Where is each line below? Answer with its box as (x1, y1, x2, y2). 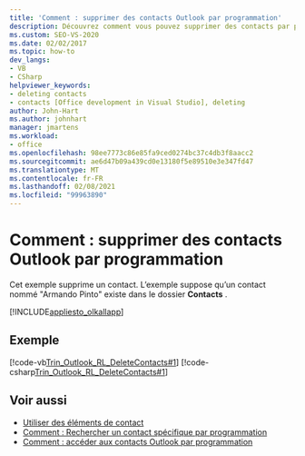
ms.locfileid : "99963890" (9, 191, 107, 200)
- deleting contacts (9, 89, 88, 98)
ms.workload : (9, 132, 59, 141)
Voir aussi (9, 392, 67, 409)
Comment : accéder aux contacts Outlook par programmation (22, 436, 253, 447)
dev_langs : (9, 55, 51, 64)
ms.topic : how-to (9, 47, 75, 56)
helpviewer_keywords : (9, 81, 92, 90)
